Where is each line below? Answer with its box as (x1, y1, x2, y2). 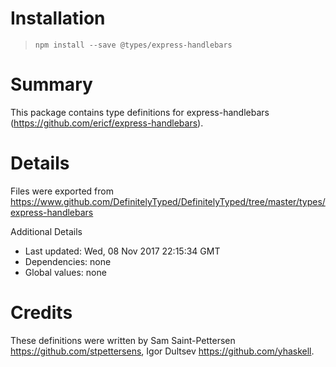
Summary (10, 73, 93, 96)
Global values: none (24, 266, 107, 278)
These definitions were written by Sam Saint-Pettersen (10, 334, 236, 346)
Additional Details (10, 225, 83, 237)
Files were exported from (10, 185, 114, 197)
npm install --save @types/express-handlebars (34, 40, 233, 50)
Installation (10, 7, 106, 30)
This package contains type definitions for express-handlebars (10, 106, 270, 118)
